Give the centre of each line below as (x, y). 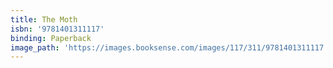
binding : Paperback (51, 38)
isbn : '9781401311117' (57, 29)
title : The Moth (44, 19)
